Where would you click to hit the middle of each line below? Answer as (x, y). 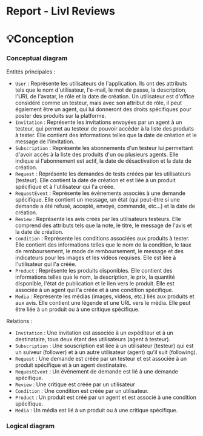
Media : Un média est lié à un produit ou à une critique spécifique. (96, 410)
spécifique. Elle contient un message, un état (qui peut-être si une (97, 199)
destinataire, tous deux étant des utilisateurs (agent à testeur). (93, 339)
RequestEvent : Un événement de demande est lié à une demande (97, 371)
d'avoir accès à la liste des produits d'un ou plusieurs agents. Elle (97, 154)
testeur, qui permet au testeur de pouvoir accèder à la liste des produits (104, 128)
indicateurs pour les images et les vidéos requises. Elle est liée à (95, 257)
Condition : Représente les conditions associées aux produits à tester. (102, 238)
